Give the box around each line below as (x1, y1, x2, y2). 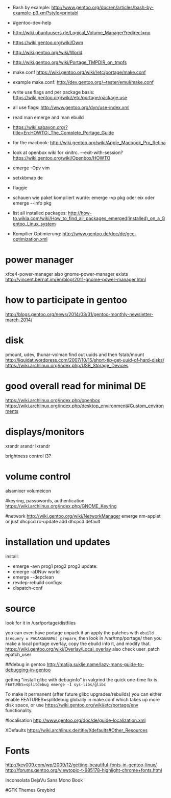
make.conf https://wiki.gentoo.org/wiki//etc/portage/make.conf (12, 69, 146, 75)
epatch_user (5, 651, 32, 657)
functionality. (5, 707, 33, 713)
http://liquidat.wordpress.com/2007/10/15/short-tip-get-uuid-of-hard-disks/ (5, 357, 165, 363)
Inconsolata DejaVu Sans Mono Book (5, 777, 83, 783)
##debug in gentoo (5, 661, 46, 667)
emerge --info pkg (12, 200, 52, 206)
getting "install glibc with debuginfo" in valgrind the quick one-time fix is (5, 676, 157, 682)
